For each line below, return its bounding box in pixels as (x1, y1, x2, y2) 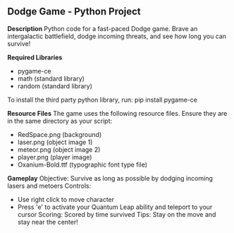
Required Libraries (7, 53, 63, 61)
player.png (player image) (17, 153, 92, 161)
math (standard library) (17, 74, 85, 83)
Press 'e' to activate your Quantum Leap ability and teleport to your (17, 203, 213, 211)
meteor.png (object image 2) (17, 145, 101, 154)
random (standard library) (17, 81, 93, 90)
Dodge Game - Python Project (7, 6, 141, 18)
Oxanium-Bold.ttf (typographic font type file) (17, 160, 148, 169)
